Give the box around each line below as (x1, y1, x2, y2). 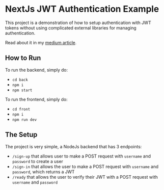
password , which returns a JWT (12, 168, 75, 175)
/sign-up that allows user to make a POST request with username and (12, 153, 151, 159)
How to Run (5, 54, 41, 62)
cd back (12, 77, 28, 82)
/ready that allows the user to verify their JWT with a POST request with (12, 174, 158, 180)
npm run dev (12, 117, 37, 122)
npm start (12, 87, 33, 93)
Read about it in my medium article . (5, 39, 77, 45)
